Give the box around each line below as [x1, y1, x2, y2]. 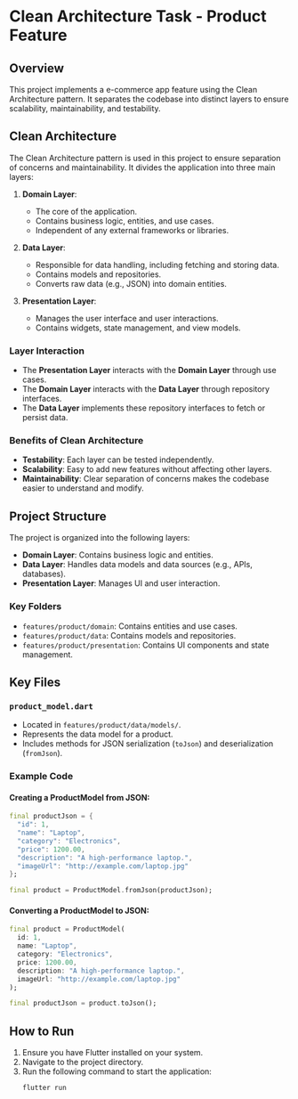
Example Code [9, 770, 74, 783]
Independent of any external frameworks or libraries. [35, 224, 230, 235]
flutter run [21, 1084, 67, 1093]
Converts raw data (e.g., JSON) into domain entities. [35, 278, 227, 289]
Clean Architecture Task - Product [9, 6, 267, 27]
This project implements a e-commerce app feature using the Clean [9, 85, 258, 94]
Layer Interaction [9, 345, 85, 357]
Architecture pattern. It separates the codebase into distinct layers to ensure [9, 94, 289, 104]
